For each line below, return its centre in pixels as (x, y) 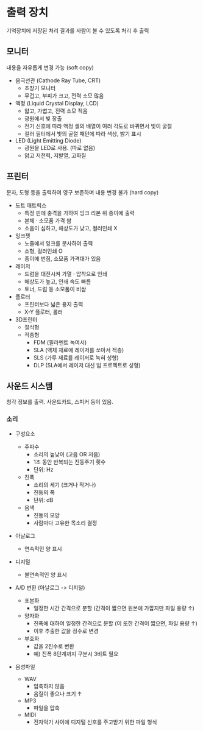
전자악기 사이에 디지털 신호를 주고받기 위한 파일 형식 (95, 722)
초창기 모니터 (40, 88)
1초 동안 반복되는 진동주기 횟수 (69, 462)
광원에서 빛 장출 (43, 118)
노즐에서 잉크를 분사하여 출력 (59, 243)
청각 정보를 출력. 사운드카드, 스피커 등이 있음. (60, 402)
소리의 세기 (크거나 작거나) (65, 484)
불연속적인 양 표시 (45, 574)
